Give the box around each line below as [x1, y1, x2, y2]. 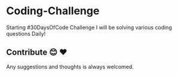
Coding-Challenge [6, 4, 100, 18]
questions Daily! [6, 30, 46, 37]
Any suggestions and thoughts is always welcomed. [6, 63, 134, 70]
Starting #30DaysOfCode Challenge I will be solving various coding [6, 24, 172, 31]
